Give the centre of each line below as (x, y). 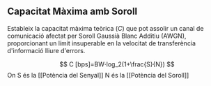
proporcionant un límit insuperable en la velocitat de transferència (102, 43)
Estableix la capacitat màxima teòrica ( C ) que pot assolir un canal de (105, 28)
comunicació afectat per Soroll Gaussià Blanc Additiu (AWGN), (97, 36)
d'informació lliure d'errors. (46, 50)
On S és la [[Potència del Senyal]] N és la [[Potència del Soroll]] (98, 75)
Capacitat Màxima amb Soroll (72, 12)
